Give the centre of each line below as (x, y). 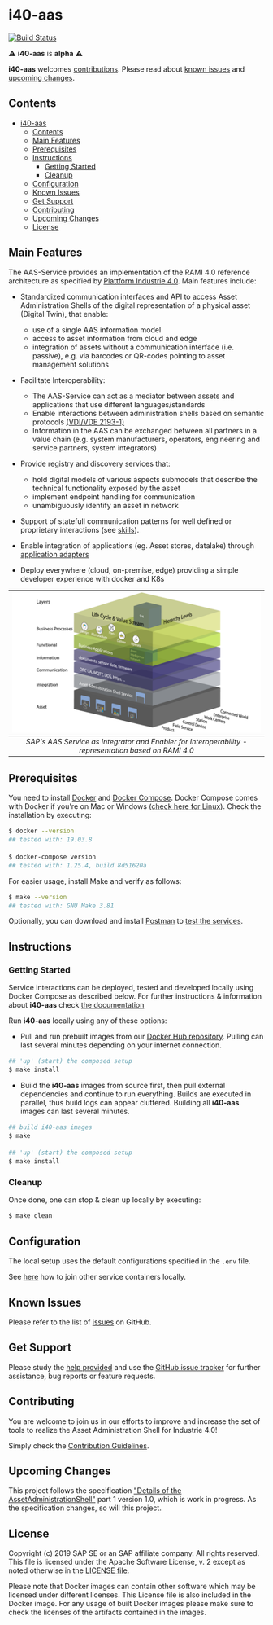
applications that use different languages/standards (119, 404)
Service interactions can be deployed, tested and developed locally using (131, 988)
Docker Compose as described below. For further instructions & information (135, 996)
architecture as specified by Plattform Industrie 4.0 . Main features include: (133, 281)
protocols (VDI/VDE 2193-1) (78, 422)
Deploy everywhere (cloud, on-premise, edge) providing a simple (129, 570)
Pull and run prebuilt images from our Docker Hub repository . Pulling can (142, 1037)
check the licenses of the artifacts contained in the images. (108, 1612)
